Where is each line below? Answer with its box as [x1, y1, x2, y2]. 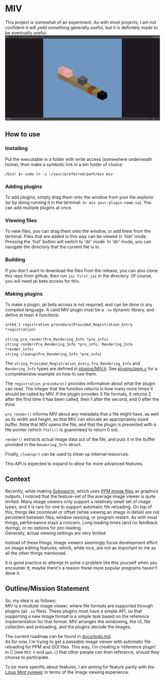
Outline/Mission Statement [5, 584, 89, 593]
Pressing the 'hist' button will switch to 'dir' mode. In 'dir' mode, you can [5, 239, 151, 245]
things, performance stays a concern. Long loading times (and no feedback [5, 519, 158, 526]
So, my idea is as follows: [5, 598, 56, 604]
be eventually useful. [5, 30, 48, 36]
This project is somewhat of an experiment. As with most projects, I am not [5, 19, 157, 25]
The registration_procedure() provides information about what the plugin [5, 380, 156, 386]
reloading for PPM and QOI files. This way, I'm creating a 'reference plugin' [5, 643, 157, 649]
